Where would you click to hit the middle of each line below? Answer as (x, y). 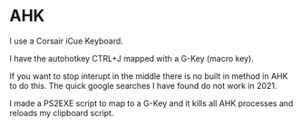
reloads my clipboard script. (62, 112)
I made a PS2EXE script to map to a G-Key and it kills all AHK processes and (151, 103)
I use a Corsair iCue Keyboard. (67, 41)
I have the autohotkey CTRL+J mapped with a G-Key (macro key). (131, 58)
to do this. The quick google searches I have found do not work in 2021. (143, 85)
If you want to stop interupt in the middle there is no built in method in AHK (149, 76)
